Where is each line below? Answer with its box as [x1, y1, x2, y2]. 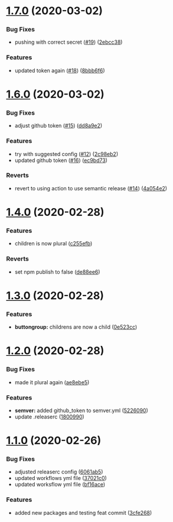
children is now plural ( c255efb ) [14, 240, 93, 247]
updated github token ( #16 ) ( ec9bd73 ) [14, 157, 108, 164]
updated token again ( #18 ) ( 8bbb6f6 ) [14, 67, 105, 74]
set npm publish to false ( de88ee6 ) [14, 268, 100, 275]
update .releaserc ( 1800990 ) [14, 413, 84, 420]
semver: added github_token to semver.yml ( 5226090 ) [14, 407, 149, 414]
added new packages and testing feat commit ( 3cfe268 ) [14, 509, 152, 516]
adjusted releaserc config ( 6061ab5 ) [14, 468, 103, 475]
